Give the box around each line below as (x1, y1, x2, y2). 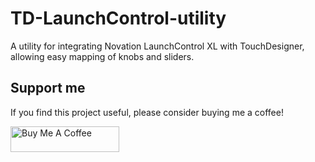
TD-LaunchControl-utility (10, 7, 227, 30)
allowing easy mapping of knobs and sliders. (10, 50, 195, 62)
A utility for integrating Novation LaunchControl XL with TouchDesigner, (10, 40, 305, 52)
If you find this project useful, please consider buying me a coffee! (10, 106, 284, 118)
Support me (10, 80, 86, 97)
